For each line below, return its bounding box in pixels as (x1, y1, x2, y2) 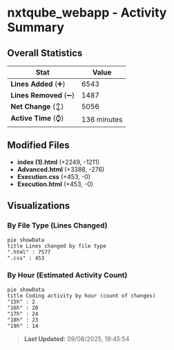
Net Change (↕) (10, 102, 64, 111)
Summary (7, 19, 64, 35)
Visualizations (7, 200, 70, 212)
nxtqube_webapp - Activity (7, 5, 167, 21)
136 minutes (81, 114, 123, 124)
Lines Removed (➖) (10, 91, 75, 100)
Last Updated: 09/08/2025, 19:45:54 (23, 334, 130, 343)
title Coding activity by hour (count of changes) (7, 292, 156, 299)
